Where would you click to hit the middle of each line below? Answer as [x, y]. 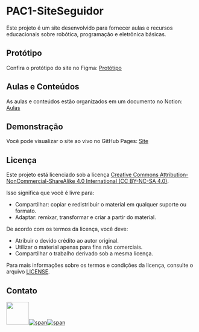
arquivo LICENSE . [28, 272]
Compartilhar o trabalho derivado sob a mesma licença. [84, 254]
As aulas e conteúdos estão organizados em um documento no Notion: [94, 101]
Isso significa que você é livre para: [50, 193]
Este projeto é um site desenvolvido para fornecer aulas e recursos [90, 28]
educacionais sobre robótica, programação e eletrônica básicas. [86, 34]
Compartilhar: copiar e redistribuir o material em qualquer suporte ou [101, 205]
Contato [22, 291]
